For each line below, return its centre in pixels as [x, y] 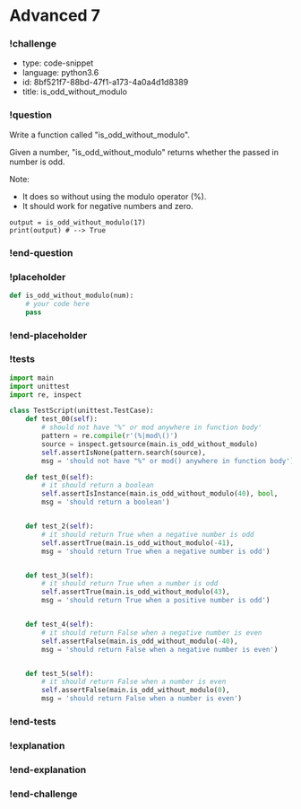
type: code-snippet [58, 63]
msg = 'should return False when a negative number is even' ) [160, 649]
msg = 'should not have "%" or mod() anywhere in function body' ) [168, 461]
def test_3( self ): [60, 576]
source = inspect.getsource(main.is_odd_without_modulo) [150, 444]
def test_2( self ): [60, 526]
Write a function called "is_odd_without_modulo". [100, 135]
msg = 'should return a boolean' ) [106, 502]
